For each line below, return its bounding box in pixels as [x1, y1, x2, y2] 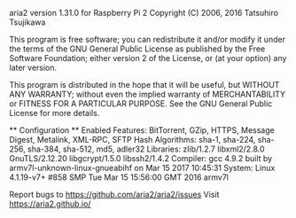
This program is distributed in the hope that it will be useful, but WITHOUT [9, 80, 280, 90]
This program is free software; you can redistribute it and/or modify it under [9, 35, 286, 44]
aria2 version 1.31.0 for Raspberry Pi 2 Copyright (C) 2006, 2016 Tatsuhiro [9, 8, 279, 18]
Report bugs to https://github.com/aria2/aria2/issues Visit [9, 190, 220, 199]
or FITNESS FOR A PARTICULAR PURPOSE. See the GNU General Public [9, 98, 273, 109]
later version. [9, 62, 58, 73]
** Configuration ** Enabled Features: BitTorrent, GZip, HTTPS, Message [9, 125, 275, 136]
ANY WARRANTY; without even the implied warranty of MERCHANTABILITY [9, 89, 286, 99]
